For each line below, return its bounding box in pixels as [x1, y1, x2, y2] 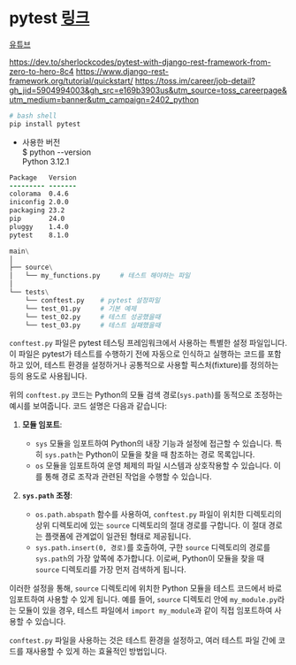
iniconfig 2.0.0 [9, 198, 69, 207]
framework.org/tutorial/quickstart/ [9, 75, 134, 86]
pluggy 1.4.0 [9, 222, 69, 231]
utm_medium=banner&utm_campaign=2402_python [9, 94, 200, 104]
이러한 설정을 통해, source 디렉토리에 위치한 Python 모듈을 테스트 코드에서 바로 [9, 583, 283, 593]
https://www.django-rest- [75, 65, 170, 76]
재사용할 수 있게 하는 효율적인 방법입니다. [25, 646, 168, 657]
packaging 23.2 [9, 206, 65, 215]
